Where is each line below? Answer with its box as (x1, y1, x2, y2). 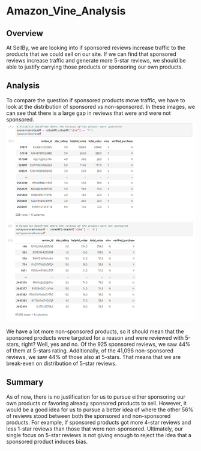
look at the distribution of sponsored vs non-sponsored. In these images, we (6, 103, 196, 110)
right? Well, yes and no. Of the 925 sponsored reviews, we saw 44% (21, 340, 191, 348)
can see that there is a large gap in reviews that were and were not (6, 109, 171, 117)
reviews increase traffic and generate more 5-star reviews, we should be (6, 57, 186, 64)
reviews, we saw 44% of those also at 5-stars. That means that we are (6, 353, 181, 360)
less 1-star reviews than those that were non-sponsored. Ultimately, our (6, 425, 183, 432)
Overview (6, 28, 44, 38)
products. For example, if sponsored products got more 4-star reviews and (6, 419, 191, 426)
